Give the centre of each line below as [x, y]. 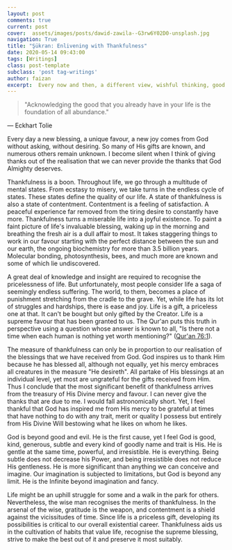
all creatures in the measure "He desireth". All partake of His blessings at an [116, 372]
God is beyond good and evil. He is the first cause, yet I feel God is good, [112, 437]
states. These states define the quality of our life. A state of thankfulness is [115, 197]
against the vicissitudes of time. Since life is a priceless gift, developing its [114, 517]
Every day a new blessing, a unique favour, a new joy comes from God [108, 139]
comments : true [29, 20]
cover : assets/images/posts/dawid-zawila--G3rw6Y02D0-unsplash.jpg [108, 33]
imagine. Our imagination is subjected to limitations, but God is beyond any [114, 474]
